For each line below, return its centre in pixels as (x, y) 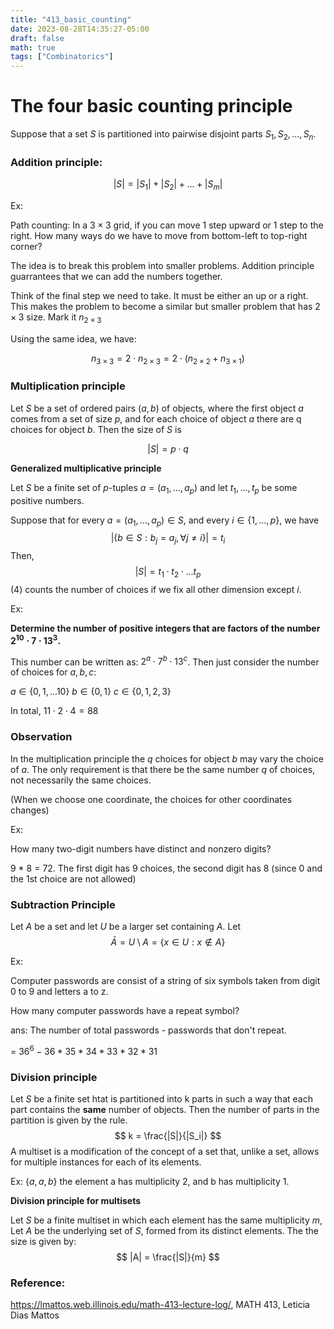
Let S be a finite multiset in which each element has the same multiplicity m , (166, 1220)
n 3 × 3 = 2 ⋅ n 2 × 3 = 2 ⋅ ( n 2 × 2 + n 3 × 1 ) (168, 359)
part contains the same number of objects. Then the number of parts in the (165, 1109)
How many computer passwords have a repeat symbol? (125, 1010)
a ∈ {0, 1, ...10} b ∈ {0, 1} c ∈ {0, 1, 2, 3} (91, 692)
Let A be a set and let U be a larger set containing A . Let (125, 926)
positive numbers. (47, 500)
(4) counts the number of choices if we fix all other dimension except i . (156, 590)
